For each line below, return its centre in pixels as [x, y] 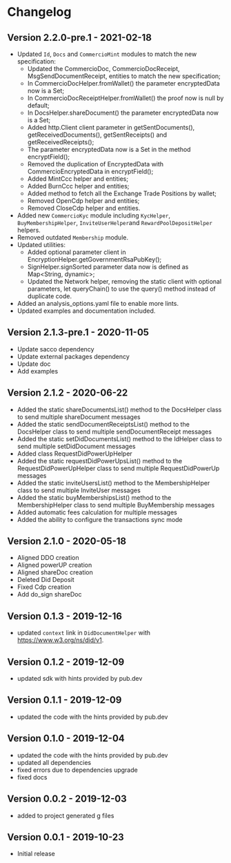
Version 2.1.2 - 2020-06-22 [68, 393]
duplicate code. [50, 296]
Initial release [36, 854]
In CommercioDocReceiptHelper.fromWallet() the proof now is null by [125, 98]
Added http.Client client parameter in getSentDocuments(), [111, 127]
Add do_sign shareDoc [49, 594]
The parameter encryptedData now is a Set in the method [109, 149]
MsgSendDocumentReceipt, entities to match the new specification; [124, 76]
